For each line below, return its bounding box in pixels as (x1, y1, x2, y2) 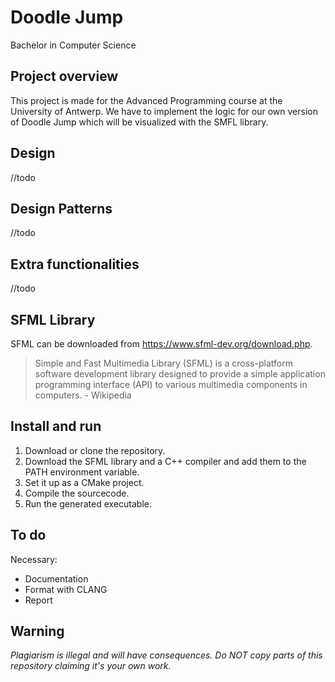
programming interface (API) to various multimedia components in (34, 379, 308, 390)
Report (24, 594, 53, 606)
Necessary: (10, 553, 58, 565)
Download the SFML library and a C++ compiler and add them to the (24, 455, 307, 467)
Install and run (10, 418, 102, 435)
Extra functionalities (10, 256, 140, 273)
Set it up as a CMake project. (24, 476, 145, 488)
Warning (10, 623, 65, 640)
